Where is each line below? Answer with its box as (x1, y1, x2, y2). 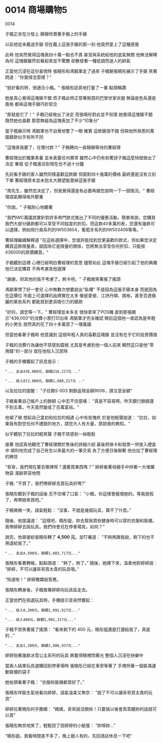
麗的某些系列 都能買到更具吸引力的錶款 (5, 299, 83, 304)
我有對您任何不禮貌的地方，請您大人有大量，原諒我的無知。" (9, 421, 130, 426)
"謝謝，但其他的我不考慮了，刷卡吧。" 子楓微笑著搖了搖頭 (5, 276, 121, 282)
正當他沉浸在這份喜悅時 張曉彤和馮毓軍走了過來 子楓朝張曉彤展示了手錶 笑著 (5, 68, 158, 74)
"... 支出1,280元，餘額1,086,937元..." (5, 643, 81, 648)
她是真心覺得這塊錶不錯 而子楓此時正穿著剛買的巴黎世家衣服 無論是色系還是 (5, 95, 156, 100)
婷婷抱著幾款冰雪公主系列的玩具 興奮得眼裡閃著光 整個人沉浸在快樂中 (5, 652, 144, 658)
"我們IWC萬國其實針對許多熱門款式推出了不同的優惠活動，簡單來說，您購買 (5, 214, 156, 220)
